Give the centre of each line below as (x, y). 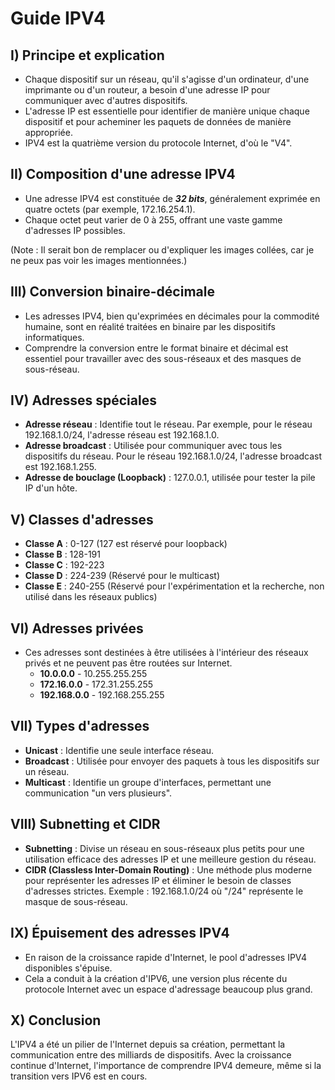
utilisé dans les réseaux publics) (91, 597)
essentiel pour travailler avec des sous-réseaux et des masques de (163, 358)
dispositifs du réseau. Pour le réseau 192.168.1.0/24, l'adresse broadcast (173, 456)
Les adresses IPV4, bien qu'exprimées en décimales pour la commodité (172, 316)
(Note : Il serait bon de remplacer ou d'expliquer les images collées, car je (162, 249)
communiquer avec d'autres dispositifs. (106, 100)
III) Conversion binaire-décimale (112, 292)
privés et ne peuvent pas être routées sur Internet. (128, 663)
